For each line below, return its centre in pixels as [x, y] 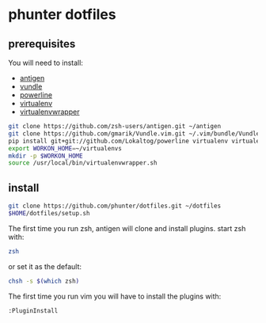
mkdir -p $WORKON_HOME [46, 156]
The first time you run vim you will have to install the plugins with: [115, 296]
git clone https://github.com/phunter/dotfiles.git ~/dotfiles [115, 206]
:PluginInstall [33, 310]
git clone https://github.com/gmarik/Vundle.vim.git [97, 133]
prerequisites [42, 44]
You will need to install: [46, 63]
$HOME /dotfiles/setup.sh [49, 213]
